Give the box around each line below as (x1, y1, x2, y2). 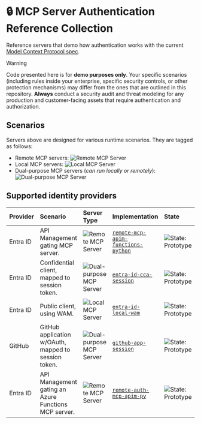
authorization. (6, 103, 41, 110)
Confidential (39, 258, 75, 267)
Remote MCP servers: (14, 154, 69, 161)
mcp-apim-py (112, 392, 147, 399)
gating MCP (39, 241, 73, 249)
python (112, 247, 131, 254)
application (39, 330, 71, 339)
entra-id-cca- (112, 271, 153, 278)
